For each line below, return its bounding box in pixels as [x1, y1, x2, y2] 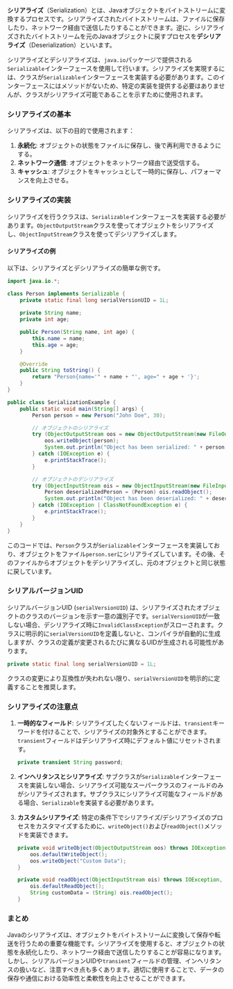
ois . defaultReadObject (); [30, 883, 105, 890]
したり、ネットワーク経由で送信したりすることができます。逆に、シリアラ [7, 24, 219, 31]
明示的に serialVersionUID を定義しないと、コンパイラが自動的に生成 [25, 629, 221, 638]
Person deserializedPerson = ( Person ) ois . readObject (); [44, 489, 213, 496]
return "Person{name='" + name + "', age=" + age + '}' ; [32, 373, 200, 380]
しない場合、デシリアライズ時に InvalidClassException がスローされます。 [7, 620, 218, 629]
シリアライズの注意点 [7, 702, 78, 711]
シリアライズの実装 [7, 195, 71, 205]
